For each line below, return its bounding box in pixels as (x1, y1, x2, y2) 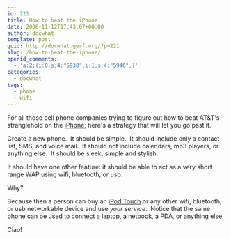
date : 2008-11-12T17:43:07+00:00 (7, 23, 104, 30)
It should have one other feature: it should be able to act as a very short (7, 163, 212, 171)
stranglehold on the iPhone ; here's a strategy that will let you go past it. (7, 121, 212, 129)
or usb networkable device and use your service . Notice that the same (7, 205, 211, 213)
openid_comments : (7, 56, 58, 63)
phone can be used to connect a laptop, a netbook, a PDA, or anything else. (7, 212, 224, 220)
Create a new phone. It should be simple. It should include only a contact (7, 134, 220, 143)
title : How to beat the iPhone (7, 17, 98, 24)
